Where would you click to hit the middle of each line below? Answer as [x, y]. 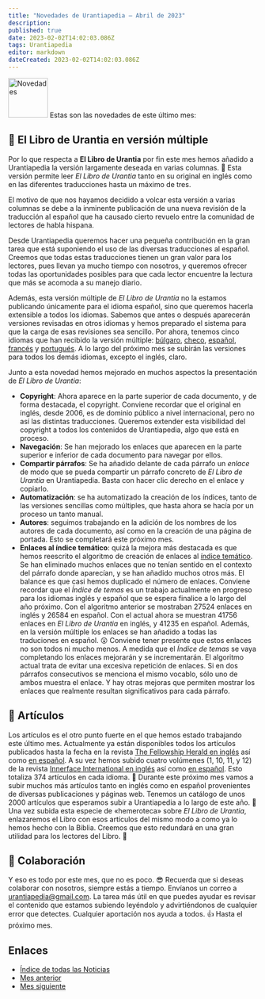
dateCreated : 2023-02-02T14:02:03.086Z [74, 60]
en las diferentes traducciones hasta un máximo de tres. [100, 184]
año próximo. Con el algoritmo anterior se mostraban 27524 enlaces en [136, 607]
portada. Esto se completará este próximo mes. [97, 539]
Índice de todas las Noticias [65, 970]
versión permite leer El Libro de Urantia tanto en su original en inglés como [130, 176]
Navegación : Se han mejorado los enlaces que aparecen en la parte [131, 446]
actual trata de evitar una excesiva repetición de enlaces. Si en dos [129, 665]
